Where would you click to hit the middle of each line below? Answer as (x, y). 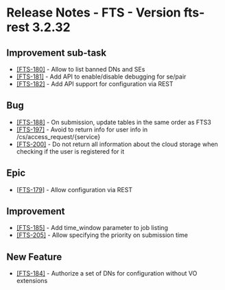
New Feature (34, 257)
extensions (32, 281)
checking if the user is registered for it (70, 151)
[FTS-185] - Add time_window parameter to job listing (92, 228)
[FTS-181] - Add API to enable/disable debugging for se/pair (101, 76)
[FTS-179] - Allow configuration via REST (74, 189)
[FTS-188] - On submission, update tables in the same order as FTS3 (114, 122)
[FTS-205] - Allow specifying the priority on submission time (102, 235)
